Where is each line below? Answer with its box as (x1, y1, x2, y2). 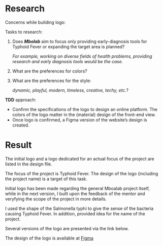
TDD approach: (5, 97, 36, 103)
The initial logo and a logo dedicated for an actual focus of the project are (5, 156, 155, 162)
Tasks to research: (5, 29, 43, 35)
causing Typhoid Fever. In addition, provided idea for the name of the (5, 210, 145, 216)
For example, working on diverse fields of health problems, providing (12, 53, 153, 59)
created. (12, 122, 30, 128)
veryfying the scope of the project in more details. (5, 196, 107, 202)
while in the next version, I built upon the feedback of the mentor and (5, 191, 145, 197)
